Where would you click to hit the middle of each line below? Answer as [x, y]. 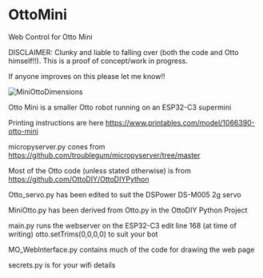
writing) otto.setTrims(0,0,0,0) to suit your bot [83, 234]
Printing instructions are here [56, 122]
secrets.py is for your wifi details [62, 264]
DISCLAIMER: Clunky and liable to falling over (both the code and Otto [124, 52]
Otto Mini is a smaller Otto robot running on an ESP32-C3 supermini [120, 107]
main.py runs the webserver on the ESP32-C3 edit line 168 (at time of [123, 225]
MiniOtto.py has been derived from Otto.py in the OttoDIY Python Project [128, 210]
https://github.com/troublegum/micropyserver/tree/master [104, 155]
